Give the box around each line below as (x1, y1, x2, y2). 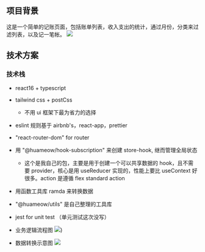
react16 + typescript (15, 84, 66, 91)
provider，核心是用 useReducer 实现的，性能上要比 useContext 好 (31, 167, 198, 174)
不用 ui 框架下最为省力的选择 (24, 108, 96, 116)
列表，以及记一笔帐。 (11, 30, 65, 38)
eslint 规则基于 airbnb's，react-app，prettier (15, 121, 128, 129)
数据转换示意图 (15, 239, 53, 247)
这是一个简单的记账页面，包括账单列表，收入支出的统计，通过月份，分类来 (6, 23, 193, 30)
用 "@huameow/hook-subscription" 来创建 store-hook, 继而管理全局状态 (15, 146, 198, 153)
